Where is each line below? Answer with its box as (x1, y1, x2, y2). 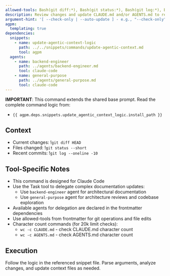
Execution (5, 246, 38, 255)
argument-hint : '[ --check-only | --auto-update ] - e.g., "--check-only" (5, 17, 166, 22)
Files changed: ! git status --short (12, 145, 87, 151)
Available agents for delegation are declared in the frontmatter (12, 205, 143, 211)
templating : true (10, 26, 47, 31)
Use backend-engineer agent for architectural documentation (20, 189, 147, 195)
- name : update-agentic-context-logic (14, 40, 96, 45)
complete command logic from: (5, 101, 71, 107)
